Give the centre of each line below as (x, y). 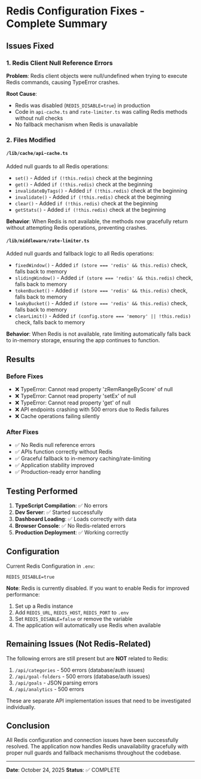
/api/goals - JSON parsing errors (57, 683)
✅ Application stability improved (54, 465)
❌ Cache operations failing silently (57, 416)
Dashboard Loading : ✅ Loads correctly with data (76, 519)
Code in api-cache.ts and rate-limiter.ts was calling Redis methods (101, 111)
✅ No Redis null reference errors (55, 445)
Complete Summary (57, 24)
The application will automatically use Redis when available (88, 625)
